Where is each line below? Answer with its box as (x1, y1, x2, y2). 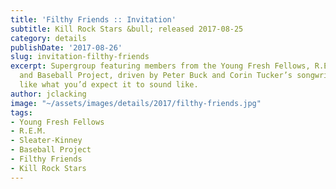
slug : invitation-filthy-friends (10, 52, 150, 62)
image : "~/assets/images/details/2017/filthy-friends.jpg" (10, 98, 262, 108)
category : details (10, 33, 87, 43)
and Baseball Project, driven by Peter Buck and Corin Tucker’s (19, 71, 293, 81)
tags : (10, 107, 33, 118)
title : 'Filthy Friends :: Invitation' (10, 14, 177, 25)
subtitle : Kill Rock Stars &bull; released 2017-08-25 (10, 24, 244, 34)
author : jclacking (10, 89, 87, 99)
